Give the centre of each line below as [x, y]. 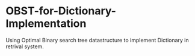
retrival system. [25, 46]
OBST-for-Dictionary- [61, 11]
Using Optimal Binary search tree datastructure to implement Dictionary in [97, 40]
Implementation [46, 24]
